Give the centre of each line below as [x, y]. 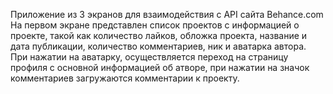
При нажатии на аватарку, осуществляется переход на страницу [149, 57]
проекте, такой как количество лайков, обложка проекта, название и [159, 35]
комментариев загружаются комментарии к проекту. [125, 78]
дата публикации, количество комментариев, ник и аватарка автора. [158, 46]
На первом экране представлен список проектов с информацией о [155, 25]
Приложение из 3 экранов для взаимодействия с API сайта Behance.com [167, 14]
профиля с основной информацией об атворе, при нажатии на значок [160, 67]
